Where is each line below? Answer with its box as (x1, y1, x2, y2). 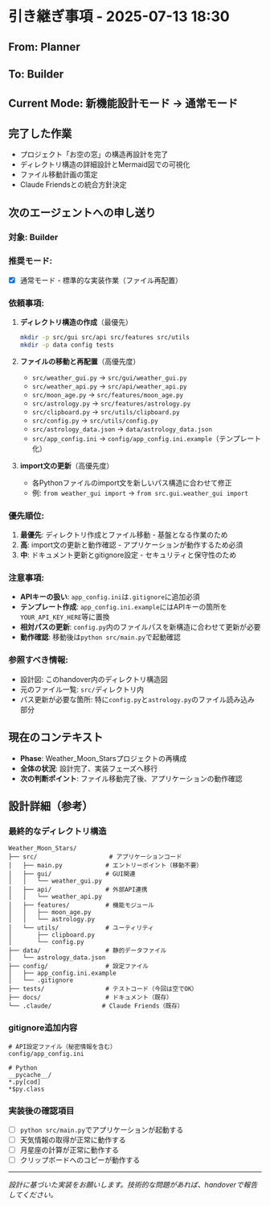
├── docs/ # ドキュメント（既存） (8, 993, 173, 1002)
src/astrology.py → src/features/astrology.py (31, 398, 191, 408)
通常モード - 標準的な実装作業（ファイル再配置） (19, 275, 183, 285)
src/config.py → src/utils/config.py (31, 415, 158, 425)
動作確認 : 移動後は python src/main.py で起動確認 (19, 632, 181, 642)
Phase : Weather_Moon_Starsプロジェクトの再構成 (19, 753, 187, 763)
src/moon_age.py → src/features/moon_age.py (31, 389, 184, 399)
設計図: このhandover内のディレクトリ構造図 (19, 674, 168, 684)
